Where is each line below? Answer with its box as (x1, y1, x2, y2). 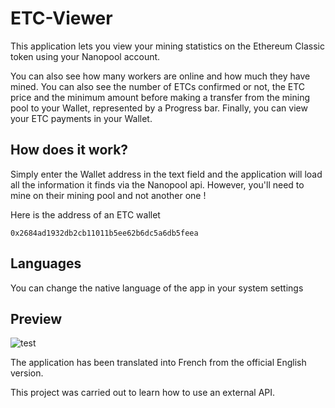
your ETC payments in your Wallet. (10, 112, 153, 124)
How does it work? (10, 142, 129, 159)
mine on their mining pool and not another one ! (10, 189, 207, 201)
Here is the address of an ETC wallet (10, 208, 161, 221)
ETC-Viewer (10, 7, 113, 30)
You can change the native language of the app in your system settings (10, 282, 304, 294)
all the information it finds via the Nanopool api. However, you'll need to (10, 178, 305, 191)
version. (10, 367, 44, 379)
